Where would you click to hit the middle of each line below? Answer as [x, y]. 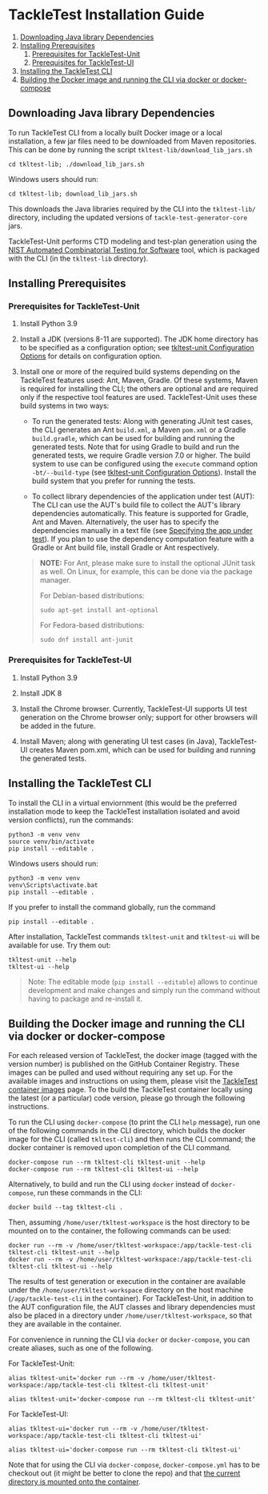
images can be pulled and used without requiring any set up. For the [121, 1072]
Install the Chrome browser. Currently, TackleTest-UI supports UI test [134, 709]
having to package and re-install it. [85, 999]
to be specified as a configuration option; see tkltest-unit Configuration [137, 348]
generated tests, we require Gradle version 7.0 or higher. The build [141, 455]
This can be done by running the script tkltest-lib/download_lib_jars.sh [130, 149]
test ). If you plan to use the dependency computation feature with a [143, 539]
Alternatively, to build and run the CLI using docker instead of [109, 1185]
